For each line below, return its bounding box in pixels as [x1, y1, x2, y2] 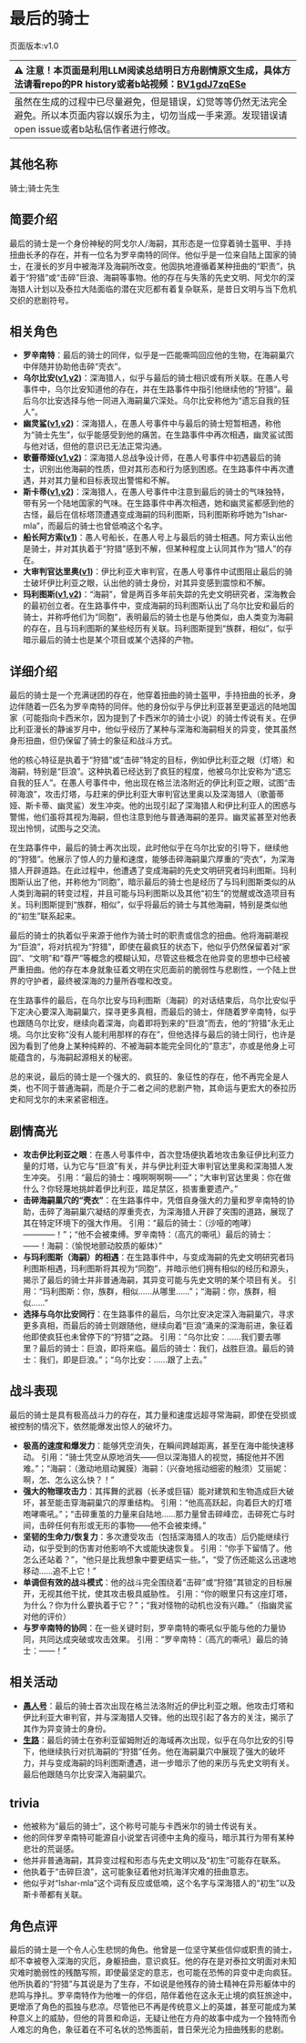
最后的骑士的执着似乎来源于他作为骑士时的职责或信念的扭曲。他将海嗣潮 [9, 930, 280, 941]
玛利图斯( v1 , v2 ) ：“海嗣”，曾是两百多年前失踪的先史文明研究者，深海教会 [22, 589, 297, 600]
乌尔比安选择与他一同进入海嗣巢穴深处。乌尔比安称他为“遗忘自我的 [30, 395, 282, 406]
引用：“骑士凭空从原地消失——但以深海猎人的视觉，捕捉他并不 [40, 1451, 276, 1463]
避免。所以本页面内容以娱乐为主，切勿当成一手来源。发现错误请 [14, 108, 289, 121]
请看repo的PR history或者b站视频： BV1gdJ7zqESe [23, 77, 247, 90]
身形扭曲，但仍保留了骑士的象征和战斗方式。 [9, 735, 178, 746]
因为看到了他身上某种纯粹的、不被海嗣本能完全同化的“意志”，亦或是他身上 [9, 1041, 289, 1052]
